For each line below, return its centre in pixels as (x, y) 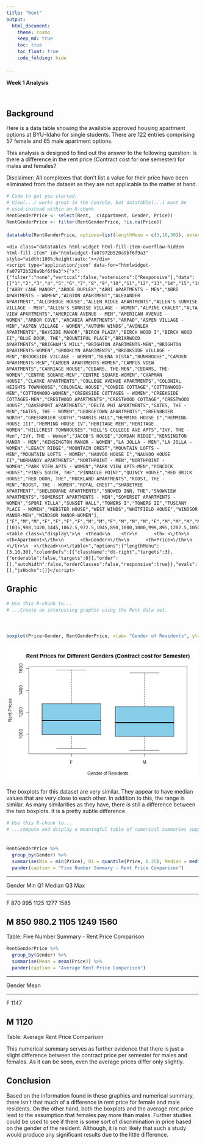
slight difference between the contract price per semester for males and (97, 1055)
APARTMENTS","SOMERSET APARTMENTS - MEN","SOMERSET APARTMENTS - (91, 497)
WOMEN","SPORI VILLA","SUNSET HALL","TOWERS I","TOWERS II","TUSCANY (97, 503)
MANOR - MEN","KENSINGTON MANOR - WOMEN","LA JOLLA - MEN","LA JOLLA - (99, 442)
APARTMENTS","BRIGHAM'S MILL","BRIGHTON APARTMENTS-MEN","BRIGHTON (94, 344)
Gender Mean (23, 985)
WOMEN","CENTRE (26, 375)
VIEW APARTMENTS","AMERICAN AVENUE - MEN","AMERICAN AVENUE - (87, 314)
